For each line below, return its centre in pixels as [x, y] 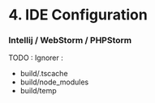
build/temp [38, 91]
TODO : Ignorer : [36, 58]
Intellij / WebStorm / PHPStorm [70, 41]
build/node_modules [54, 82]
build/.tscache [44, 74]
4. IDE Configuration [78, 15]
